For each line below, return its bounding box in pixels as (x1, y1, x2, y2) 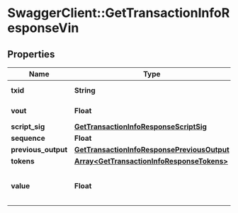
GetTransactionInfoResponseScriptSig (74, 122, 208, 132)
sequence (11, 133, 45, 143)
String (74, 86, 96, 95)
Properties (7, 48, 55, 60)
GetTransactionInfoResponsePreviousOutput (74, 145, 229, 154)
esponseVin (7, 20, 79, 36)
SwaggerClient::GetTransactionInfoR (7, 5, 230, 21)
